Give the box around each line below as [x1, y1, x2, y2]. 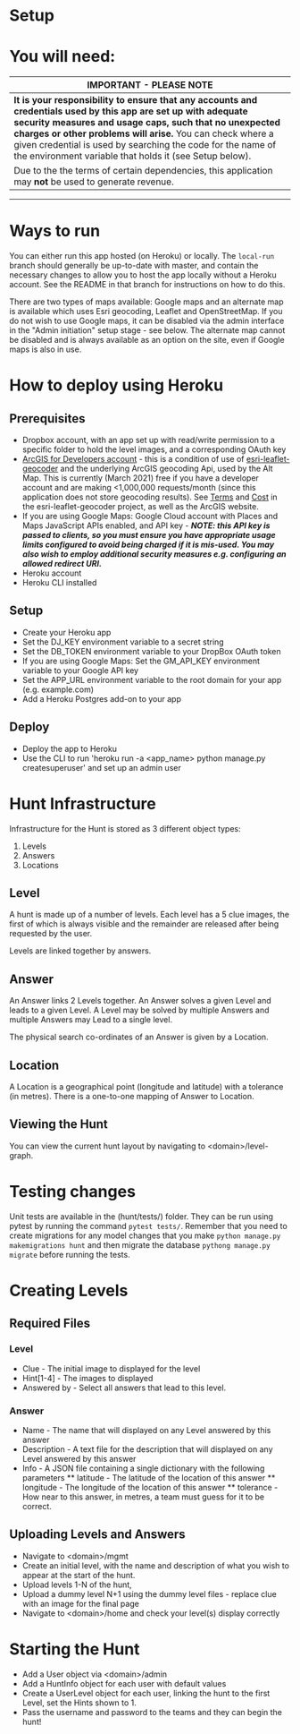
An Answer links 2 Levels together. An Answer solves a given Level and [9, 995, 271, 1006]
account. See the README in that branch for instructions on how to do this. [9, 279, 286, 290]
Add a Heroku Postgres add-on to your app [21, 693, 181, 704]
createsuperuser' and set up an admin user [21, 762, 181, 773]
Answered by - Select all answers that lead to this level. [21, 1382, 227, 1393]
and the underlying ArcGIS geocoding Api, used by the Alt [60, 463, 274, 474]
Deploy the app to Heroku [21, 743, 118, 754]
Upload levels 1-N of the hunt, [21, 1579, 132, 1590]
